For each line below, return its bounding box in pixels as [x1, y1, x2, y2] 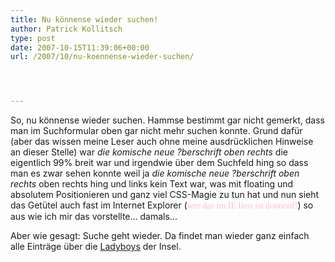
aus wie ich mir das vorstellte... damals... [10, 211, 178, 223]
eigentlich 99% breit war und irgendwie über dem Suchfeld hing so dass [10, 157, 309, 169]
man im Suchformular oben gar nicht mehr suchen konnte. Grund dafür [10, 125, 303, 137]
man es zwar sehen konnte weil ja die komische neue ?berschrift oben [10, 167, 300, 180]
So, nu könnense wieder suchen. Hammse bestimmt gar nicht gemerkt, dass [10, 114, 326, 126]
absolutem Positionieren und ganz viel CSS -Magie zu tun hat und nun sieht [10, 189, 320, 201]
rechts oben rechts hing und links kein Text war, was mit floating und [10, 178, 294, 190]
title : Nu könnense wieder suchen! [10, 14, 159, 25]
